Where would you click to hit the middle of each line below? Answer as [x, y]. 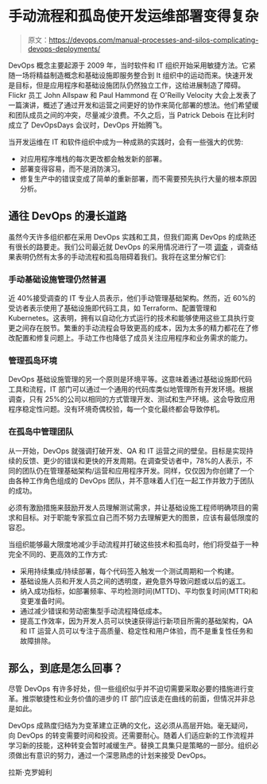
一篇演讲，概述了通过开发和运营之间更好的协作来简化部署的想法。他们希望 [130, 105]
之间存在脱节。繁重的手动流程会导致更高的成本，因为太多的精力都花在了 [133, 328]
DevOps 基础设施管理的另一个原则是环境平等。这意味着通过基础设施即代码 [130, 380]
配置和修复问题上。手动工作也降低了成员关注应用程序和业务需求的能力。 [133, 338]
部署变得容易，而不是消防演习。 [72, 169]
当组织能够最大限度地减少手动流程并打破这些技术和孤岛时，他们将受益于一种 [133, 544]
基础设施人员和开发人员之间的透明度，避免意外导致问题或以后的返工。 [135, 581]
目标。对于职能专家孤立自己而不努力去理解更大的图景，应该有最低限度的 [140, 517]
